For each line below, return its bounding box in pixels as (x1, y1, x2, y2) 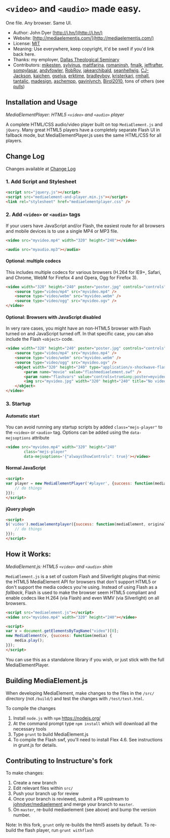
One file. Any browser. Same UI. (6, 20, 72, 26)
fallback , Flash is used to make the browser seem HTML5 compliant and (6, 589, 156, 595)
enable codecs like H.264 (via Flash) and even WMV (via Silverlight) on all (6, 594, 159, 601)
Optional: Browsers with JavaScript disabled (6, 314, 101, 320)
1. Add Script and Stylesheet (6, 178, 77, 185)
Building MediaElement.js (6, 676, 88, 685)
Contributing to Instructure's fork (6, 756, 113, 765)
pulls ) (13, 83, 25, 89)
